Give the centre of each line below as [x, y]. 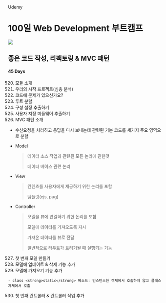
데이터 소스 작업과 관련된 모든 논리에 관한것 [68, 156]
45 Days [17, 71]
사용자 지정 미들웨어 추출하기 [42, 113]
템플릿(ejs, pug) [43, 197]
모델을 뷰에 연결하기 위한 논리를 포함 [62, 216]
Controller [25, 206]
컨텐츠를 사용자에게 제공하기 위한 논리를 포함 [70, 186]
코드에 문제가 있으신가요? [39, 95]
